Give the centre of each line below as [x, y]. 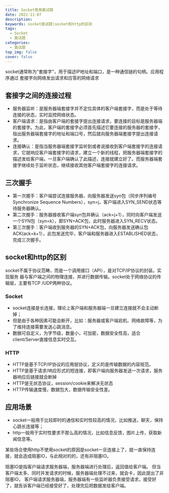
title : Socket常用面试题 [29, 10]
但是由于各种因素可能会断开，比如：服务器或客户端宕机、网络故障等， [85, 321]
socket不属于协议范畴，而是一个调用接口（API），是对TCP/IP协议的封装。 [81, 270]
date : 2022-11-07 [23, 15]
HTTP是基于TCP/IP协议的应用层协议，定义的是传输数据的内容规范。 [83, 364]
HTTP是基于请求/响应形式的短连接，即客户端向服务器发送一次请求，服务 [88, 371]
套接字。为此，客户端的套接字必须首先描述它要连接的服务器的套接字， [90, 128]
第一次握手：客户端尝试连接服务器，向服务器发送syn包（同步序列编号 [84, 196]
